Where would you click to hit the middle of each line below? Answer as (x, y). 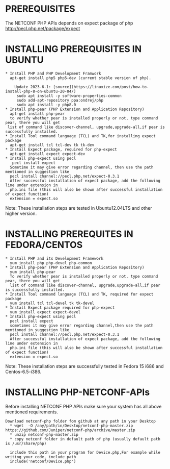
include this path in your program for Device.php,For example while (85, 452)
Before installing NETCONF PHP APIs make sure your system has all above (83, 406)
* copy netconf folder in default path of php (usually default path (85, 439)
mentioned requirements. (32, 412)
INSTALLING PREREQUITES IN (69, 234)
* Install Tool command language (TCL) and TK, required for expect (79, 294)
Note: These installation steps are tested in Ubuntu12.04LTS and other (79, 208)
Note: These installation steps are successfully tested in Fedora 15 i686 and (84, 366)
